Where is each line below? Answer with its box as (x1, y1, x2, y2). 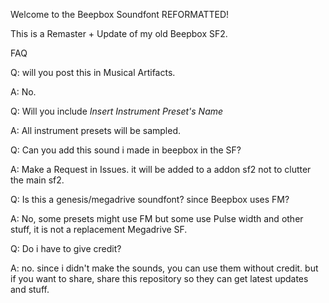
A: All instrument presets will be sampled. (10, 125, 181, 136)
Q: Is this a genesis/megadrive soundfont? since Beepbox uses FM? (10, 194, 290, 205)
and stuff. (10, 284, 50, 295)
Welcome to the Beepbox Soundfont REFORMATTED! (10, 9, 230, 20)
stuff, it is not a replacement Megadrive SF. (10, 224, 188, 235)
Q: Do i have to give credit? (10, 243, 122, 254)
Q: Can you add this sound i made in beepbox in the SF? (10, 144, 242, 156)
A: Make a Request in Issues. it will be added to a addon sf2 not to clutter (10, 164, 312, 175)
